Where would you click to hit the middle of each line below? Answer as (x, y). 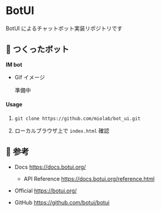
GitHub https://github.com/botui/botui (62, 202)
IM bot (14, 64)
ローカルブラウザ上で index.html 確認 (62, 130)
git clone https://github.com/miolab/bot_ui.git (77, 119)
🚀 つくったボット (38, 49)
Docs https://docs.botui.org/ (50, 167)
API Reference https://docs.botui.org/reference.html (89, 178)
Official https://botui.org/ (46, 191)
